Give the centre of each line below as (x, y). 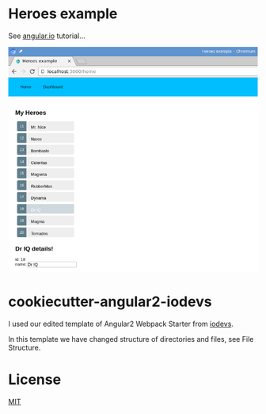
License (35, 379)
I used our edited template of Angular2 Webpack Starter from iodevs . (121, 324)
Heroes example (63, 14)
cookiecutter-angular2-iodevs (110, 302)
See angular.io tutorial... (47, 36)
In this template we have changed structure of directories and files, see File (131, 339)
